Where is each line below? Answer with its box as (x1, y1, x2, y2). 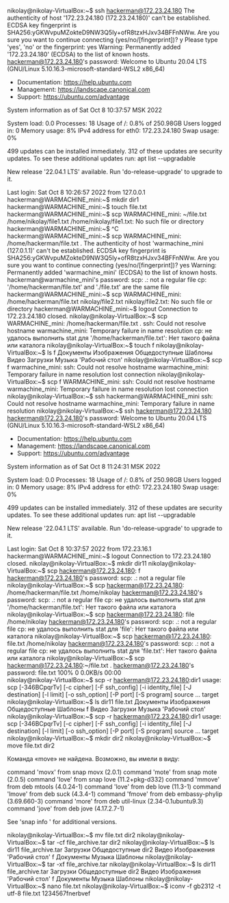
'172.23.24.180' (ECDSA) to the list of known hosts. (7, 50, 150, 58)
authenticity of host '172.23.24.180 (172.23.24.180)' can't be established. (7, 14, 211, 22)
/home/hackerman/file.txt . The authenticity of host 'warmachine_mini (7, 239, 204, 247)
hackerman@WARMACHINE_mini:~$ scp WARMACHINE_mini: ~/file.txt (7, 210, 207, 218)
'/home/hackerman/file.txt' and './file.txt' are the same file (7, 283, 170, 291)
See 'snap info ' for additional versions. (7, 818, 118, 826)
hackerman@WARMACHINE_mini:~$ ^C (7, 225, 119, 232)
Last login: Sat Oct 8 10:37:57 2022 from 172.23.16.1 (7, 545, 152, 553)
